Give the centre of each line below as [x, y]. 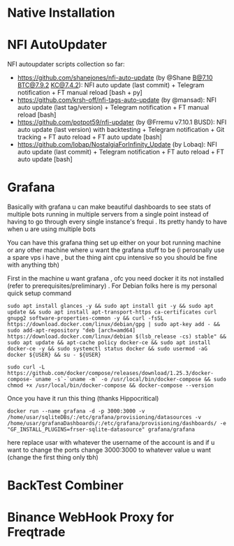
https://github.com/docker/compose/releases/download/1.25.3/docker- [111, 374]
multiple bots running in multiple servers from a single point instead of [108, 214]
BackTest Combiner [65, 486]
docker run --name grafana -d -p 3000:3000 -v [76, 411]
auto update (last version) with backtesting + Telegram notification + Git [121, 130]
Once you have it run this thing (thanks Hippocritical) [83, 399]
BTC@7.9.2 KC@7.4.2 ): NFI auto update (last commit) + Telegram [111, 85]
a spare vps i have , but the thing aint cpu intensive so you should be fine [112, 258]
